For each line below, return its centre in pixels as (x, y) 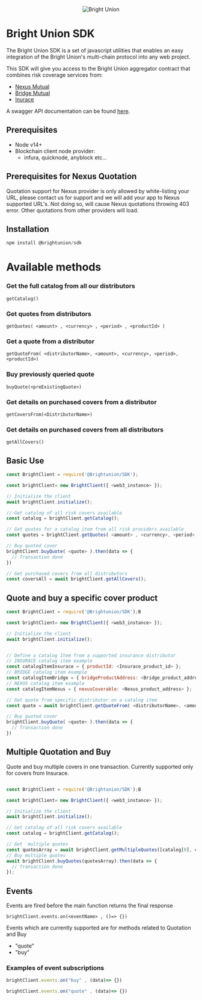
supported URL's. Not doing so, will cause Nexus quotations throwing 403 (98, 204)
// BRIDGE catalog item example (47, 672)
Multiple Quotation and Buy (59, 752)
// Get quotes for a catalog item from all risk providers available (95, 529)
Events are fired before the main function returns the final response (90, 906)
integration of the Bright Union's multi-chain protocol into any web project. (98, 57)
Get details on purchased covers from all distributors (85, 430)
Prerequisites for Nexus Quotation (72, 177)
